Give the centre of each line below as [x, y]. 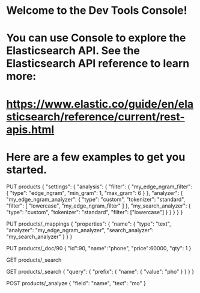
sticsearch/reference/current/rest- [95, 116]
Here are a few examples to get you [96, 157]
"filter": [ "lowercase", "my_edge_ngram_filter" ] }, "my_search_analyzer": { [98, 206]
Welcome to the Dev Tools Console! [97, 11]
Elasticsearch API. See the [73, 51]
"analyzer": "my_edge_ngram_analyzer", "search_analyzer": [80, 230]
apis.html [30, 129]
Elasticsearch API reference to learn [98, 63]
